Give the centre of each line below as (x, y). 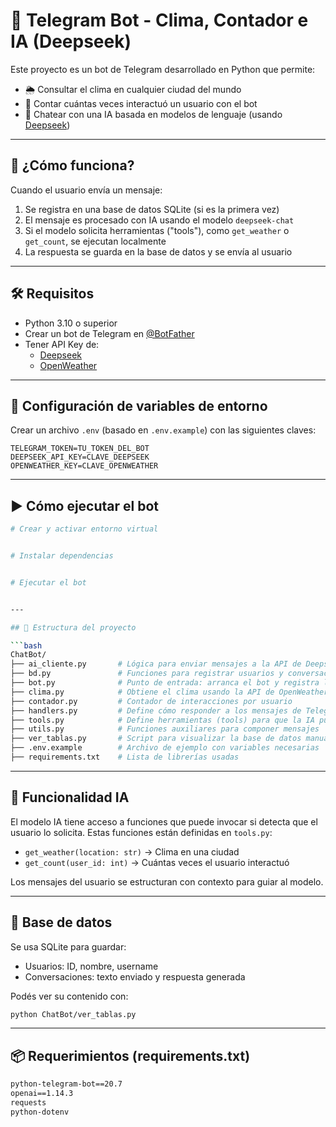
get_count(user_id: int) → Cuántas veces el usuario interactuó (157, 862)
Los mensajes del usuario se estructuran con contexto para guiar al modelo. (167, 881)
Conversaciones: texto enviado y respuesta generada (135, 976)
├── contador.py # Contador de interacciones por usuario (151, 701)
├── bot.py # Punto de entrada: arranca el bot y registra (165, 683)
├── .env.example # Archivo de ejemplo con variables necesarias (165, 748)
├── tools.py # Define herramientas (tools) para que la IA (162, 720)
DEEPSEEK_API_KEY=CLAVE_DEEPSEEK (80, 457)
